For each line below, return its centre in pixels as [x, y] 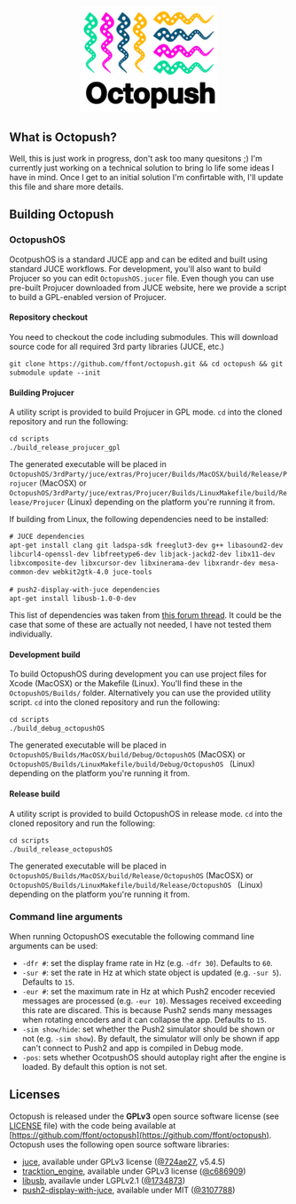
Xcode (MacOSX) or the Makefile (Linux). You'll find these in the [126, 684]
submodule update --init [55, 372]
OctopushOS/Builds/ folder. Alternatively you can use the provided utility [140, 693]
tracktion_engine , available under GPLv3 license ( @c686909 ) [134, 1171]
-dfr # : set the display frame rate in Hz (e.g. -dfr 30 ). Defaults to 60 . [147, 962]
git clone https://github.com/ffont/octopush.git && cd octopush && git [146, 364]
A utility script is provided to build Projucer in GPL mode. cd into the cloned [146, 412]
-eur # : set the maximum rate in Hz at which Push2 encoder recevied [148, 991]
